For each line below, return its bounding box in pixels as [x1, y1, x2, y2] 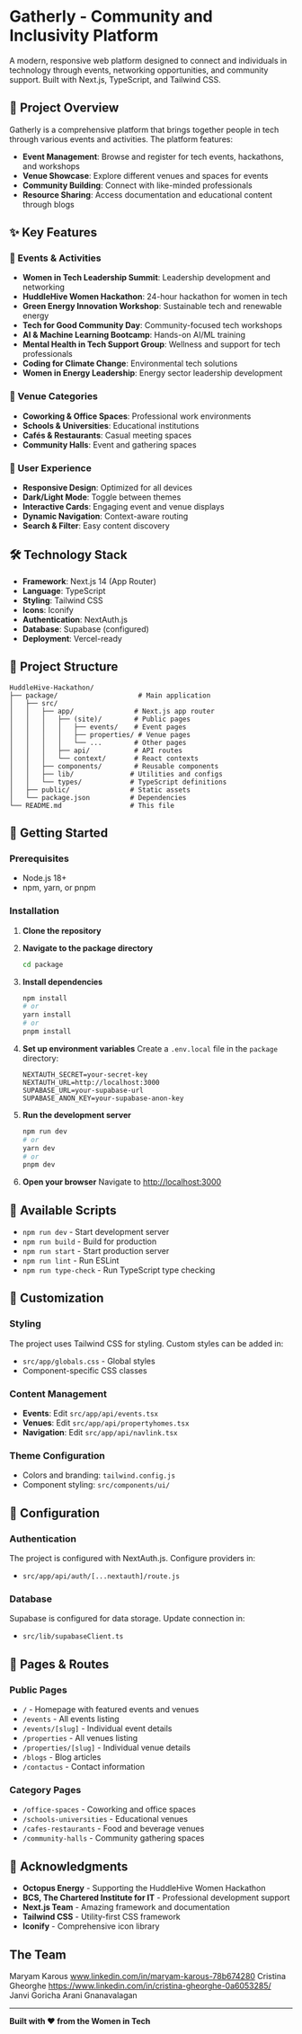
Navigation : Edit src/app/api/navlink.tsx [22, 1427, 178, 1438]
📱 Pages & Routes [9, 1657, 110, 1672]
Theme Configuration [9, 1449, 105, 1461]
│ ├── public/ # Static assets [9, 785, 191, 795]
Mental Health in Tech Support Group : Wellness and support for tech [22, 339, 281, 350]
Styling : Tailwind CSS [22, 595, 103, 606]
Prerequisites [9, 852, 69, 865]
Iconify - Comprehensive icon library [22, 1921, 160, 1932]
